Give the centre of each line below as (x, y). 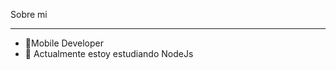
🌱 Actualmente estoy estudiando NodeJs (109, 53)
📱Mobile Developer (64, 43)
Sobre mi (29, 14)
